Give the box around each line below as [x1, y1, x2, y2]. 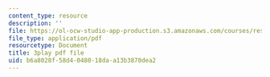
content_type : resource [8, 11, 88, 20]
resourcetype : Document [8, 42, 88, 50]
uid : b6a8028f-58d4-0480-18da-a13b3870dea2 [8, 57, 157, 65]
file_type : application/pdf [8, 34, 103, 43]
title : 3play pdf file [8, 49, 84, 57]
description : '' [8, 19, 63, 27]
